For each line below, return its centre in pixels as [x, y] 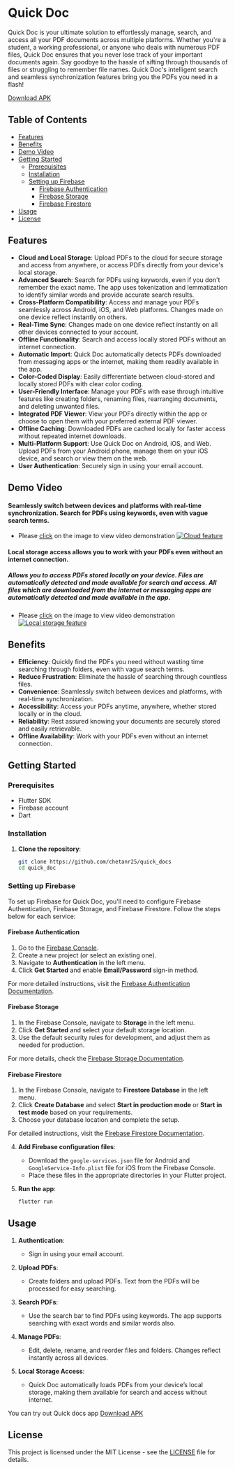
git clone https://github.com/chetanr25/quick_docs [94, 862]
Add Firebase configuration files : [67, 1147]
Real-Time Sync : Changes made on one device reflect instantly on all [118, 324]
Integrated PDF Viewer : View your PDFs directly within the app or [113, 414]
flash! [16, 84]
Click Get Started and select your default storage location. [102, 1029]
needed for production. [51, 1045]
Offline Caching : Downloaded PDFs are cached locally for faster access [122, 428]
